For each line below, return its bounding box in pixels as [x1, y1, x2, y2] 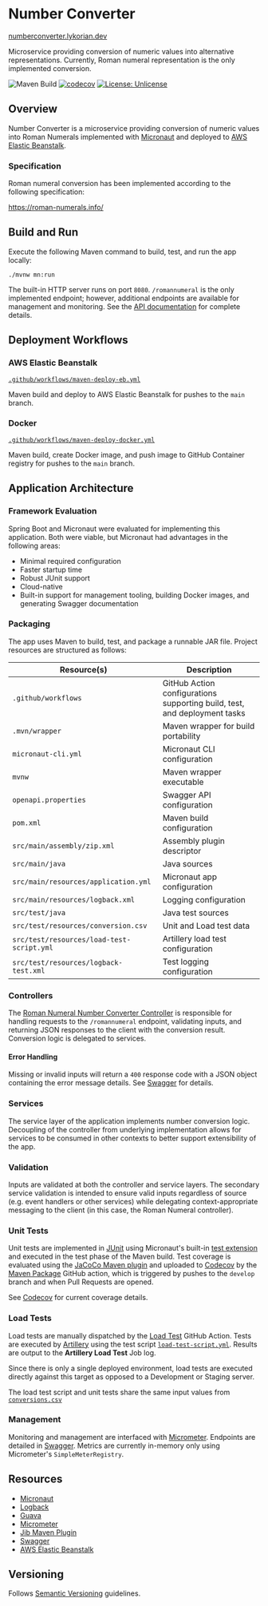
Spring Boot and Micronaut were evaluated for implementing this [8, 524, 221, 533]
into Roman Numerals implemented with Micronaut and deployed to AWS [8, 132, 247, 141]
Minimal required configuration [19, 556, 121, 565]
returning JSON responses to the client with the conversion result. [8, 1025, 226, 1035]
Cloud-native [19, 581, 63, 591]
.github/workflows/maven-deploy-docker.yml [8, 436, 156, 444]
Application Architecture [8, 482, 134, 495]
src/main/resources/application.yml [12, 877, 152, 886]
